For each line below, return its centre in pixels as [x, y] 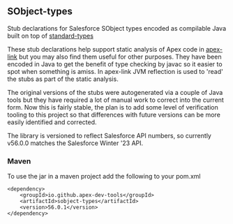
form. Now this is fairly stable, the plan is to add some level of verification [113, 107]
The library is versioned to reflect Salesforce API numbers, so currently [109, 135]
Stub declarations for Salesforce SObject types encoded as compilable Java [117, 28]
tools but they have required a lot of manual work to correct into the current [116, 100]
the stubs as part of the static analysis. [63, 79]
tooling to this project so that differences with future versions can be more [114, 114]
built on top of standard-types [51, 36]
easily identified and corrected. [52, 122]
